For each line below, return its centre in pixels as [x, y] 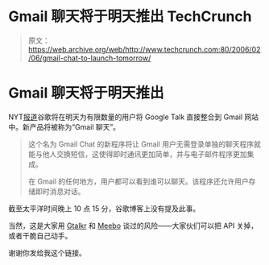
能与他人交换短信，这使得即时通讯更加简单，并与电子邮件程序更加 [137, 154]
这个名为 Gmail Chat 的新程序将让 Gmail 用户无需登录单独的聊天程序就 [145, 144]
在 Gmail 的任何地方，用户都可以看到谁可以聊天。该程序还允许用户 [139, 181]
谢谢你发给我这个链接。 [47, 253]
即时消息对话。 [60, 191]
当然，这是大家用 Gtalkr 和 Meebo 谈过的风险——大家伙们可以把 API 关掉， [133, 226]
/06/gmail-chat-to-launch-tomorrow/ [89, 58]
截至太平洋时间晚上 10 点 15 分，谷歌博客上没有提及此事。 [104, 208]
